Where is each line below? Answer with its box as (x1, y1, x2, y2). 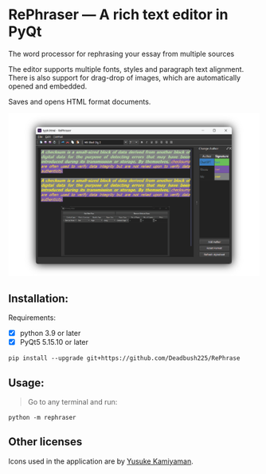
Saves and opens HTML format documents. (8, 97, 151, 106)
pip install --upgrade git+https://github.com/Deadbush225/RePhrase (8, 354, 241, 362)
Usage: (8, 376, 45, 389)
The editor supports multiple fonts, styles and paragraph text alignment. (8, 64, 244, 73)
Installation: (8, 291, 69, 305)
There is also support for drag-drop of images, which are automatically (8, 73, 241, 82)
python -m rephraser (8, 413, 77, 421)
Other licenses (8, 435, 83, 448)
